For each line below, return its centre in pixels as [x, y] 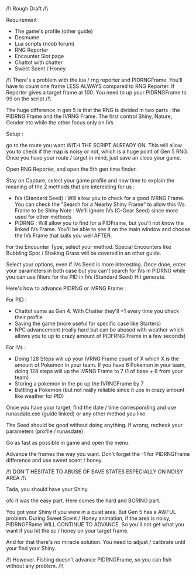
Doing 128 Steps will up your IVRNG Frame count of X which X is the [97, 358]
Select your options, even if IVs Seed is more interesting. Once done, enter [96, 264]
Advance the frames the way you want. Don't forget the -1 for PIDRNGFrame [98, 454]
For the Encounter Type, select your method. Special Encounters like [89, 247]
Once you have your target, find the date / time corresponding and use [91, 407]
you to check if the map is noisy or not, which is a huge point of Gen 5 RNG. [97, 151]
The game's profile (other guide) [54, 31]
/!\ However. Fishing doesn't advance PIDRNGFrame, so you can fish [89, 559]
